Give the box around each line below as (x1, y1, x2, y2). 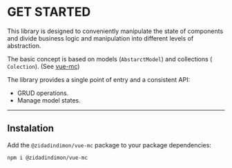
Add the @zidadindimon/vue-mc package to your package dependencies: (7, 140, 212, 149)
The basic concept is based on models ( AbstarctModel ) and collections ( (7, 54, 213, 63)
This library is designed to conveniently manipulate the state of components (7, 27, 224, 35)
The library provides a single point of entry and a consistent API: (7, 75, 191, 83)
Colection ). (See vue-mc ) (7, 62, 80, 70)
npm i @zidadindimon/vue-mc (7, 154, 88, 161)
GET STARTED (7, 4, 91, 20)
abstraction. (7, 41, 41, 50)
